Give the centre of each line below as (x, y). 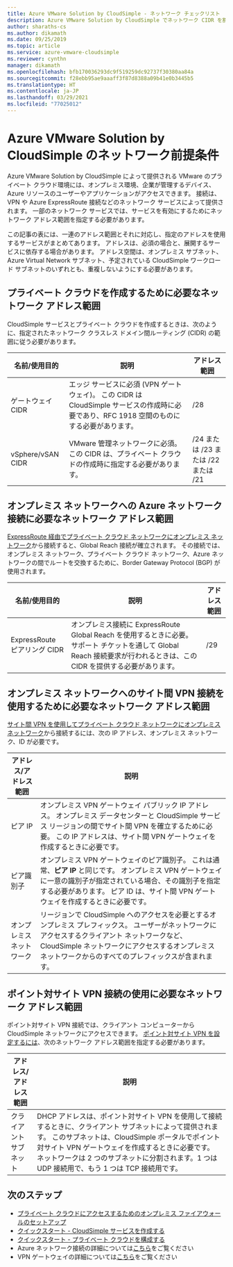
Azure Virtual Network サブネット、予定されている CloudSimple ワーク (108, 260)
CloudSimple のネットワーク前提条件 (113, 155)
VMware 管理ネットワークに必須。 (125, 443)
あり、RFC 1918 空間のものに (131, 416)
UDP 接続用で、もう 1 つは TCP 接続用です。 (110, 1168)
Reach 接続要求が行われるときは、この (134, 656)
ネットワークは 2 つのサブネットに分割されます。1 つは (127, 1158)
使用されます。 (28, 571)
